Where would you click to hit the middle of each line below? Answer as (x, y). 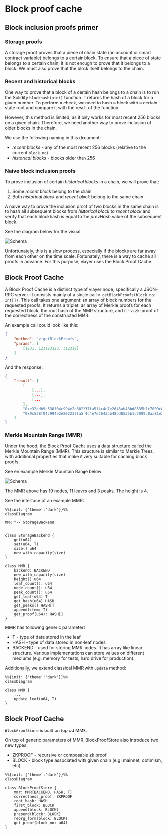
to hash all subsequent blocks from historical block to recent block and (78, 211)
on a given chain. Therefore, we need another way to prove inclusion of (78, 123)
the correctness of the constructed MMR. (47, 316)
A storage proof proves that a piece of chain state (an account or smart (78, 52)
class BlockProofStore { (31, 788)
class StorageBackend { (30, 536)
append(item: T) (31, 610)
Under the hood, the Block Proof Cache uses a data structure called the (78, 446)
